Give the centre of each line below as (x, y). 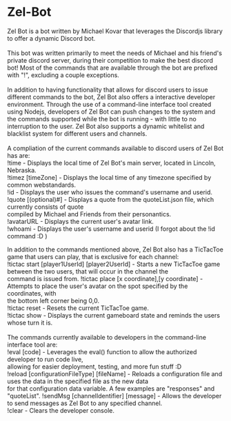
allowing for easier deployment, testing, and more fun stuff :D (94, 367)
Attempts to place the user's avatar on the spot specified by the (98, 286)
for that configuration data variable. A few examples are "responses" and (111, 388)
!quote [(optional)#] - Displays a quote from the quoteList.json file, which (111, 199)
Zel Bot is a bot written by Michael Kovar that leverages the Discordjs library (115, 31)
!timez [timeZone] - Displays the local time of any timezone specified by (109, 177)
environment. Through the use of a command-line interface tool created (109, 104)
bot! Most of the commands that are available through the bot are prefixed (112, 68)
